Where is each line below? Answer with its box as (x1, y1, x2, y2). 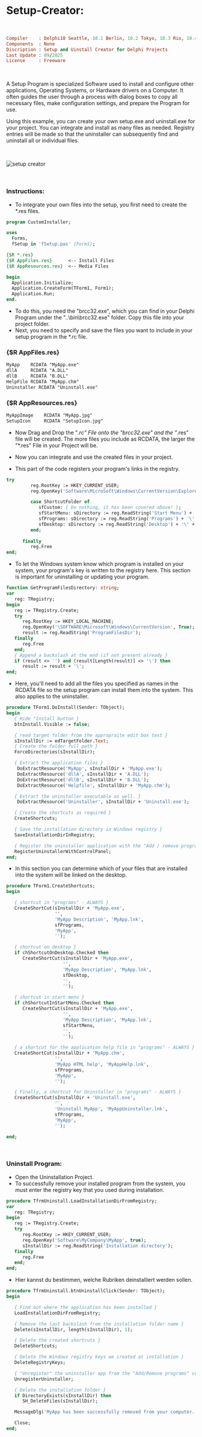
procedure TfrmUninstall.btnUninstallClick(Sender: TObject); (6, 1288, 165, 1294)
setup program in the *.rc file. (14, 333, 88, 341)
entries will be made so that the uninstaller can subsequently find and (6, 130, 179, 138)
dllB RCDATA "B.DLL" (6, 373, 69, 379)
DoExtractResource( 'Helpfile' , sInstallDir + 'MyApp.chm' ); (17, 783, 171, 789)
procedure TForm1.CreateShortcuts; (6, 883, 96, 889)
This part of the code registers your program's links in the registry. (14, 465, 180, 472)
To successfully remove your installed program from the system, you (14, 1180, 186, 1187)
